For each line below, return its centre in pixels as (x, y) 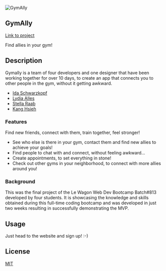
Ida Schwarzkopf (30, 93)
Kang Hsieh (24, 109)
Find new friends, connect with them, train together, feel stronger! (73, 133)
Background (20, 181)
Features (16, 122)
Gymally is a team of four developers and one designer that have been (77, 73)
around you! (25, 168)
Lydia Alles (23, 98)
